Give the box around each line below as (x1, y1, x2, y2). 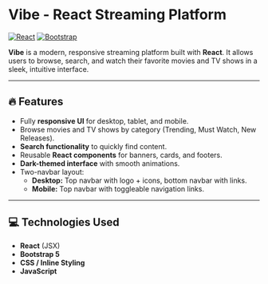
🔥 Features (8, 95, 64, 108)
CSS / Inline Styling (19, 258, 85, 267)
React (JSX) (19, 241, 61, 250)
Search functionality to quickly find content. (19, 141, 167, 151)
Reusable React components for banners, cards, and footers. (19, 150, 223, 160)
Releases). (19, 133, 55, 143)
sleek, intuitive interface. (8, 64, 89, 73)
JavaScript (19, 266, 57, 276)
